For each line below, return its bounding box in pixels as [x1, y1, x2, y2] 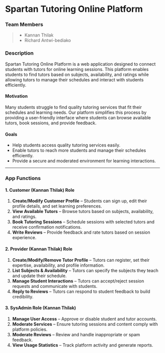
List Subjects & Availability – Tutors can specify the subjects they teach [12, 267, 159, 273]
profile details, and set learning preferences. [12, 203, 102, 209]
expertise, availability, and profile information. [12, 262, 105, 268]
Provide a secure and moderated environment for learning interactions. [12, 158, 156, 164]
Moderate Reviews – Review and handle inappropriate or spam [12, 331, 140, 337]
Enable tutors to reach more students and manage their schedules [12, 147, 146, 153]
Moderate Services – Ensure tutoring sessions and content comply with [12, 321, 158, 327]
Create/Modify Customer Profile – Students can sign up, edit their [12, 198, 147, 204]
